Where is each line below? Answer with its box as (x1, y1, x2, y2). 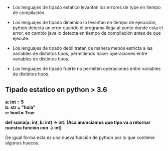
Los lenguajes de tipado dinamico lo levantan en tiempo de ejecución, (12, 20, 157, 25)
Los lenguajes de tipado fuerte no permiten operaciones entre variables (12, 65, 161, 71)
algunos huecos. (5, 139, 40, 145)
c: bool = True (5, 109, 35, 115)
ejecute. (12, 35, 30, 41)
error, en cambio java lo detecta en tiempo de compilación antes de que (12, 30, 161, 36)
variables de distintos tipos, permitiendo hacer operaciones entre (12, 50, 148, 56)
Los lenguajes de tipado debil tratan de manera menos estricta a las (12, 45, 153, 51)
